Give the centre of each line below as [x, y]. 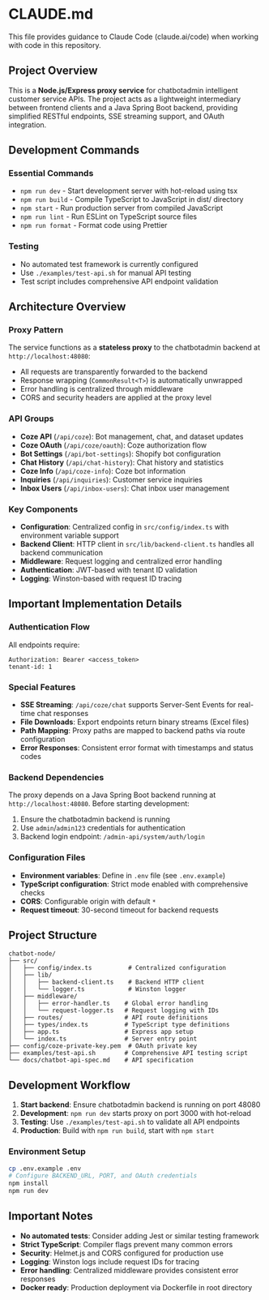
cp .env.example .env [45, 1169]
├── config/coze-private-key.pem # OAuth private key [103, 1046]
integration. [28, 124]
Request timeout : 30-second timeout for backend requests [119, 910]
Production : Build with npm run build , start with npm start [117, 1131]
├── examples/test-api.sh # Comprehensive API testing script [128, 1053]
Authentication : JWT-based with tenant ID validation [109, 570]
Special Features [42, 687]
